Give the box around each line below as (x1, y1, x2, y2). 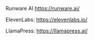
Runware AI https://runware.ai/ (5, 5, 80, 12)
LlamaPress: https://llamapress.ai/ (5, 27, 88, 34)
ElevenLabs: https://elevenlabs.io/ (5, 16, 88, 23)
